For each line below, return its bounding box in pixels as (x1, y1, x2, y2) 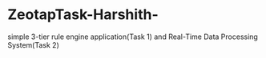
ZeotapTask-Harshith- (7, 6, 159, 24)
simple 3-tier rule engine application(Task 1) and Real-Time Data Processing (7, 32, 258, 41)
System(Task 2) (7, 40, 59, 49)
